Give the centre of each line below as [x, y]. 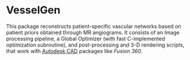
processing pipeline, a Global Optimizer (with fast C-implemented [86, 38]
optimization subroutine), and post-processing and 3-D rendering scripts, [95, 45]
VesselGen [33, 10]
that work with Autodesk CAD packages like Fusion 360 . [74, 51]
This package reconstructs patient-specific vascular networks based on [94, 26]
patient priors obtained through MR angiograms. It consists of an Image [93, 32]
